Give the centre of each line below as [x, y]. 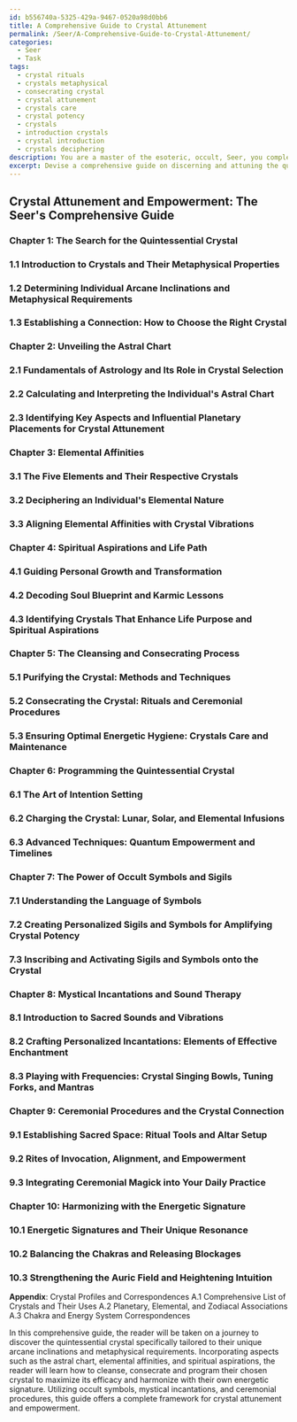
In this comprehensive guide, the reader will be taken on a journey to [134, 1333]
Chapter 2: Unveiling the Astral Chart [90, 346]
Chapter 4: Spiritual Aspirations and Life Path [108, 547]
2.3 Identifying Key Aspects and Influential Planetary [125, 418]
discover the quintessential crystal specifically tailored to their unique [136, 1342]
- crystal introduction [61, 141]
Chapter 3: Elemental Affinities [76, 452]
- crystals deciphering [61, 149]
